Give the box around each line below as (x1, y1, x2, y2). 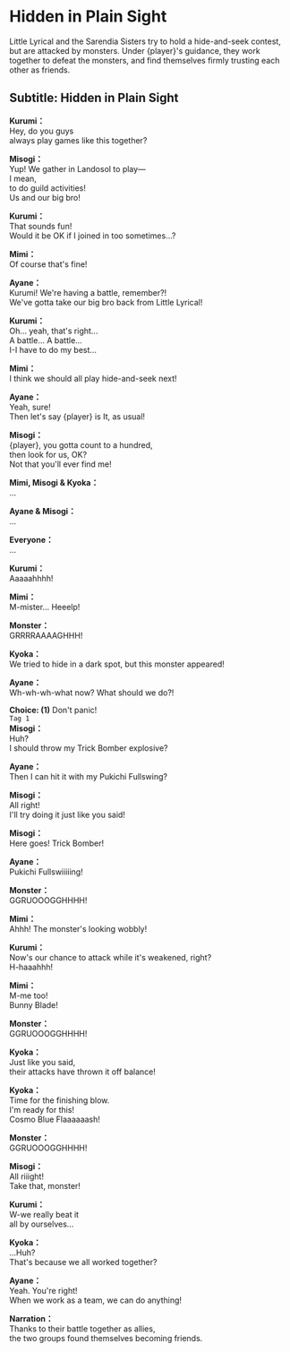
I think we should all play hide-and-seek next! (9, 373, 177, 383)
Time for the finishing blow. (9, 1095, 110, 1106)
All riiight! (9, 1171, 45, 1182)
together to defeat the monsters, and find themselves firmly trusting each (9, 55, 280, 65)
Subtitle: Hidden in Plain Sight (9, 90, 179, 106)
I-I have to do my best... (9, 344, 97, 355)
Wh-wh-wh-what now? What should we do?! (9, 687, 175, 698)
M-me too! (9, 990, 48, 1001)
